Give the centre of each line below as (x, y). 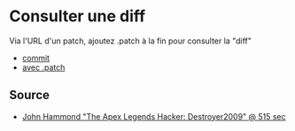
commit (36, 58)
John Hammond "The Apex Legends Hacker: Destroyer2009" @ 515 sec (154, 116)
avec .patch (43, 67)
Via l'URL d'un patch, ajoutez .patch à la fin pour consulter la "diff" (131, 41)
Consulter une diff (78, 16)
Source (30, 95)
